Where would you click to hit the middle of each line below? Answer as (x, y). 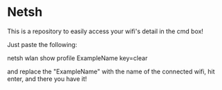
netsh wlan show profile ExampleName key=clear (77, 58)
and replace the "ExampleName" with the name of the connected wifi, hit (111, 71)
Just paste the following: (42, 44)
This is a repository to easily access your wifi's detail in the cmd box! (105, 31)
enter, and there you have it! (47, 79)
